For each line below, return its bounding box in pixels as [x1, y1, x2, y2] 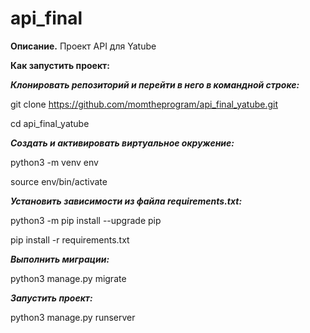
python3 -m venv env [10, 156, 99, 168]
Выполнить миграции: [10, 253, 110, 265]
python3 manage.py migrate [10, 272, 127, 284]
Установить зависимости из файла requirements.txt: [10, 195, 243, 207]
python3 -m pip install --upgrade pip [10, 214, 162, 226]
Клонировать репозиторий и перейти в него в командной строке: [10, 78, 300, 91]
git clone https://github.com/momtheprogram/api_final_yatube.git [10, 98, 278, 110]
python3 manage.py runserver [10, 311, 136, 323]
